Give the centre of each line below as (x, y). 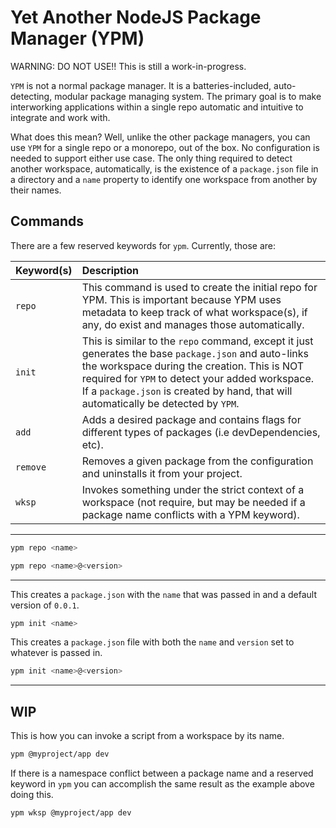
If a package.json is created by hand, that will (187, 391)
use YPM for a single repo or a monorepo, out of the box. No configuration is (165, 147)
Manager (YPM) (77, 38)
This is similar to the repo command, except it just (197, 341)
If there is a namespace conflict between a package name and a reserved (162, 773)
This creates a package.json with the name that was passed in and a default (163, 594)
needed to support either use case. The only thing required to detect (151, 158)
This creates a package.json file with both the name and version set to (152, 642)
